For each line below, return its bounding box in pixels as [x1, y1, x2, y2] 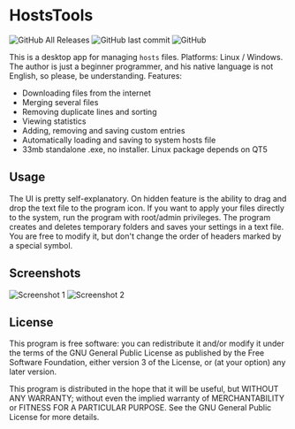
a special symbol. [9, 240, 73, 250]
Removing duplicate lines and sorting [21, 106, 157, 117]
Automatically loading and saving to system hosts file [21, 134, 216, 145]
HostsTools [9, 5, 94, 26]
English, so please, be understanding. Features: [9, 70, 183, 80]
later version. [9, 366, 57, 377]
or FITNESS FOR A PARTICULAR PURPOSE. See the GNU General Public [9, 402, 272, 413]
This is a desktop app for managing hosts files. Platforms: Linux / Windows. [9, 51, 284, 62]
